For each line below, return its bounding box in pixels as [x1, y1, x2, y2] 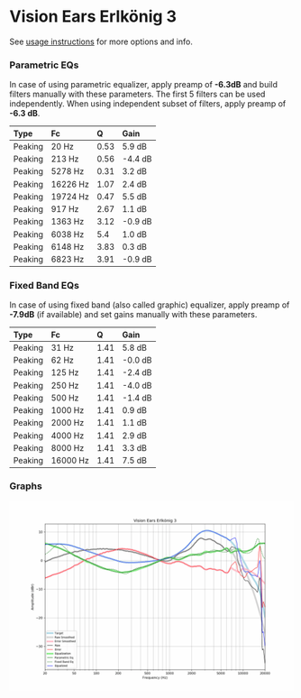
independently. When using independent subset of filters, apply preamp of [9, 98, 287, 109]
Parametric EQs [9, 59, 79, 71]
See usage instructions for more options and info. [9, 36, 194, 47]
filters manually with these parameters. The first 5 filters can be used [9, 88, 266, 100]
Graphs [9, 480, 42, 492]
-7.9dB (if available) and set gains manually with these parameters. [9, 309, 258, 320]
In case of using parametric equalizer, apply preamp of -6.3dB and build [9, 79, 278, 90]
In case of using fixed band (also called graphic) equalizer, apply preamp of [9, 299, 290, 310]
